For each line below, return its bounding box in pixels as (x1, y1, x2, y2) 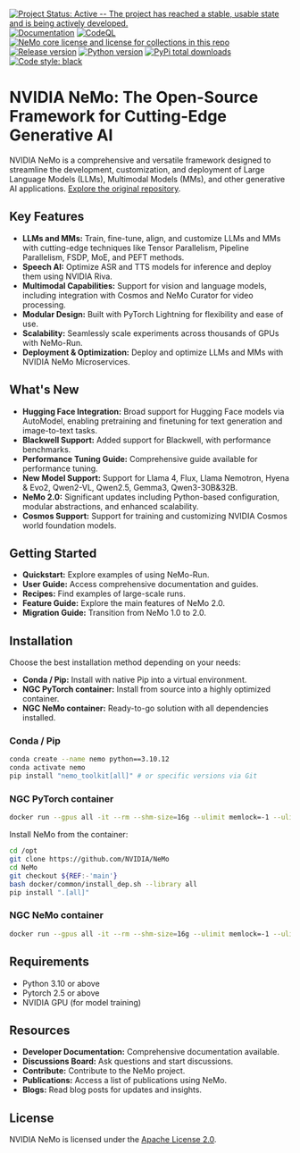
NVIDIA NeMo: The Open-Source (9, 88, 259, 107)
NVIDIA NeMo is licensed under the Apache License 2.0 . (9, 1134, 217, 1145)
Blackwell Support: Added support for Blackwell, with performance (21, 434, 271, 445)
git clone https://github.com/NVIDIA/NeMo (9, 854, 170, 864)
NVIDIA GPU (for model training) (21, 997, 141, 1007)
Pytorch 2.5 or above (21, 988, 100, 998)
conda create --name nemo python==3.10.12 (9, 755, 170, 764)
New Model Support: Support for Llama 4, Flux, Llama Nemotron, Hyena (21, 472, 290, 483)
